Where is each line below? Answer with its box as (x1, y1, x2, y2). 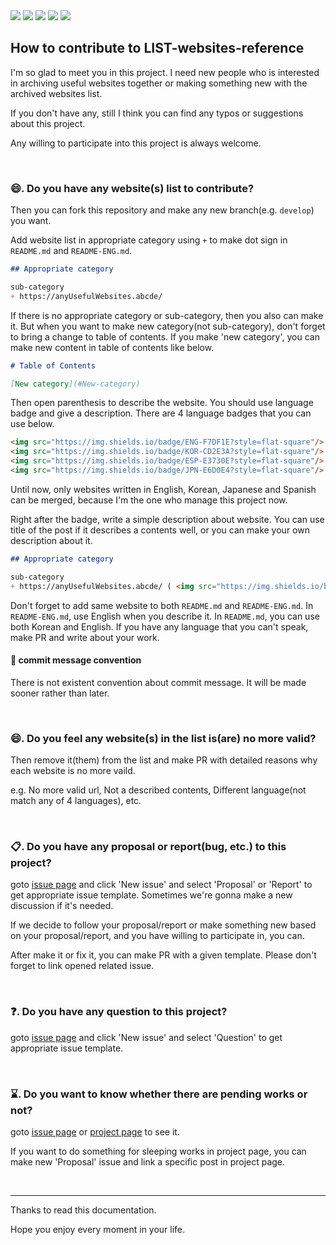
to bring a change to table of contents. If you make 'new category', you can (10, 330, 320, 343)
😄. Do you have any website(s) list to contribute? (10, 181, 255, 195)
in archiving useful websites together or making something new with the (10, 77, 308, 89)
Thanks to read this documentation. (10, 1204, 157, 1216)
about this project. (10, 117, 86, 129)
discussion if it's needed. (10, 900, 114, 912)
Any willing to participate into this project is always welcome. (10, 137, 262, 149)
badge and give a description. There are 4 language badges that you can (10, 407, 312, 419)
